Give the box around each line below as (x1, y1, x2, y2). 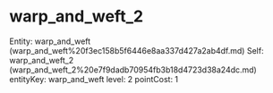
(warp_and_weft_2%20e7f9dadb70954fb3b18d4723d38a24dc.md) (9, 64, 257, 75)
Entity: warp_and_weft (9, 36, 91, 46)
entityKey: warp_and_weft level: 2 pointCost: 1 (9, 73, 179, 84)
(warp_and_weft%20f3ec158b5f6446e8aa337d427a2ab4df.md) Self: (9, 45, 264, 55)
